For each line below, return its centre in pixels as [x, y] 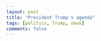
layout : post [23, 12]
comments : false [26, 29]
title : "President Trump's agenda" [51, 17]
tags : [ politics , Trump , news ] [45, 23]
